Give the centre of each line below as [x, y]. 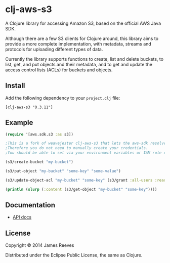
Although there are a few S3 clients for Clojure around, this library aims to [82, 38]
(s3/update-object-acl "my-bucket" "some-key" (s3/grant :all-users [79, 180]
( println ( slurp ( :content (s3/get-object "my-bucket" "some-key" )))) [81, 189]
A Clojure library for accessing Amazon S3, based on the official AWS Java [83, 23]
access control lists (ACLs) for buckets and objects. [59, 70]
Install [15, 86]
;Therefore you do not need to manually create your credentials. [77, 148]
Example [19, 123]
